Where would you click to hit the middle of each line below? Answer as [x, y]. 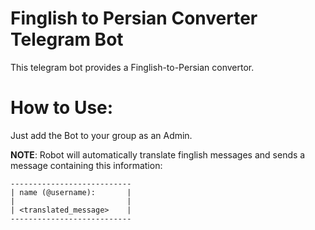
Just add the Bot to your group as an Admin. [101, 135]
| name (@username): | [71, 192]
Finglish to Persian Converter [134, 18]
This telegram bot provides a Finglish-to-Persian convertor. [132, 67]
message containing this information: [86, 165]
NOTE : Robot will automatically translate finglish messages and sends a [158, 154]
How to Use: [62, 108]
